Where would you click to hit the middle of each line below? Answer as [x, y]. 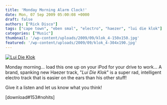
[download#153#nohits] [30, 97]
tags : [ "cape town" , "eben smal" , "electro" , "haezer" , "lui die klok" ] [84, 29]
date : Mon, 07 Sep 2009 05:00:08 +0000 [47, 15]
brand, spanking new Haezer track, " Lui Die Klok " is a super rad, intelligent [83, 72]
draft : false [19, 19]
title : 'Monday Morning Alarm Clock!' [46, 10]
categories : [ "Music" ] [29, 33]
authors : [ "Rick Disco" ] [31, 24]
